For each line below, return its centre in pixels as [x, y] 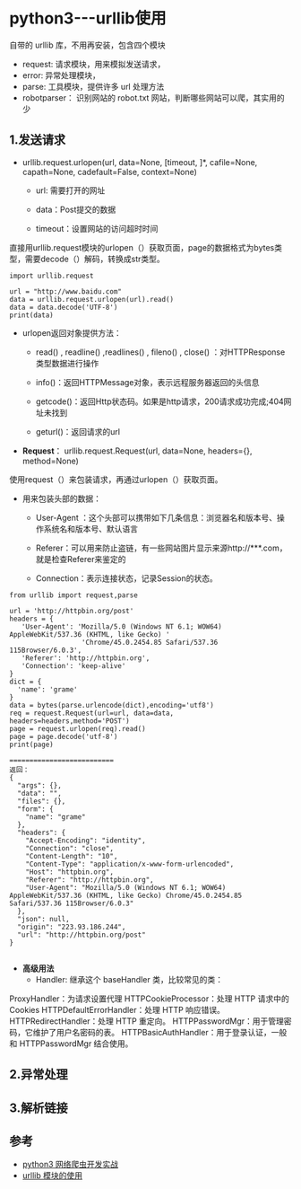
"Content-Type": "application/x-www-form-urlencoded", [130, 864]
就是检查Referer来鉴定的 [81, 559]
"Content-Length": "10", [72, 856]
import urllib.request [52, 276]
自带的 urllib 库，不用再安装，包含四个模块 [87, 45]
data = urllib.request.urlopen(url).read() [92, 299]
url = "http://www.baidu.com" [66, 291]
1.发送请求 [38, 140]
